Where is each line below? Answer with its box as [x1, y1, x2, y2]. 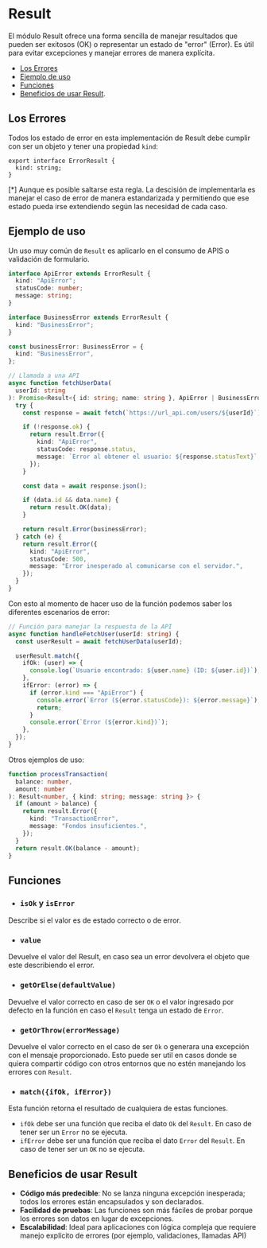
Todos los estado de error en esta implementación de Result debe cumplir [8, 133, 251, 142]
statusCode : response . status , [37, 445, 137, 453]
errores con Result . [8, 1067, 72, 1077]
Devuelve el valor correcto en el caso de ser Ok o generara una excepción [8, 1042, 250, 1052]
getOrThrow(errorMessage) [19, 1025, 121, 1035]
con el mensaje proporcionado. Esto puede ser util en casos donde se [8, 1051, 237, 1060]
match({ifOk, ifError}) [19, 1087, 112, 1096]
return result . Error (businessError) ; [22, 526, 148, 534]
